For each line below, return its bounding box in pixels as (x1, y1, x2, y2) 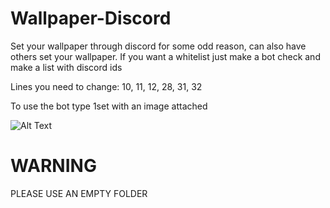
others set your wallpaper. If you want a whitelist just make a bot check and (10, 50, 321, 62)
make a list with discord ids (10, 61, 123, 73)
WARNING (10, 155, 97, 177)
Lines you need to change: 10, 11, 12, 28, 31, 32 (10, 80, 203, 92)
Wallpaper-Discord (10, 7, 172, 30)
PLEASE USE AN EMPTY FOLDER (10, 187, 148, 199)
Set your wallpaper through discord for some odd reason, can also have (10, 40, 307, 52)
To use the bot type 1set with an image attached (10, 100, 208, 112)
